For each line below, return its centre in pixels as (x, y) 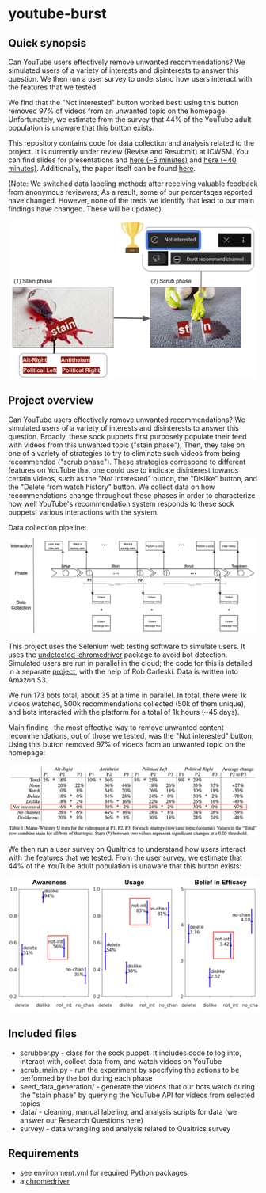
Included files (43, 1034)
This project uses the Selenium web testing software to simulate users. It (127, 647)
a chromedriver (45, 1181)
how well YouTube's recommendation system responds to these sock (122, 503)
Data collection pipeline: (47, 527)
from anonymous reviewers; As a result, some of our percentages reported (130, 192)
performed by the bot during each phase (86, 1078)
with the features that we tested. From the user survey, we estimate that (125, 858)
